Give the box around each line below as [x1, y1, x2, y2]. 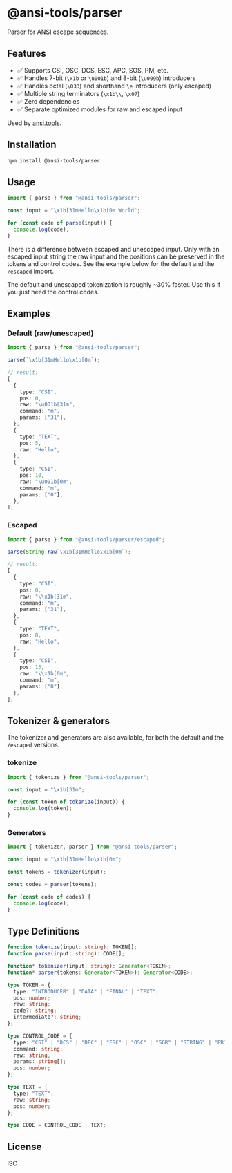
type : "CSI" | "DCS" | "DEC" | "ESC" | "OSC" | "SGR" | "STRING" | [13, 1039, 212, 1046]
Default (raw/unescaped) [7, 328, 95, 338]
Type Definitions [7, 925, 80, 937]
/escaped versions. [7, 741, 60, 749]
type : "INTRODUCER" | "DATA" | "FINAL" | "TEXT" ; [13, 988, 159, 995]
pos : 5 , [19, 440, 41, 447]
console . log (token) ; [13, 805, 72, 812]
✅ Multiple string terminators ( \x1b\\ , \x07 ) [17, 89, 140, 97]
